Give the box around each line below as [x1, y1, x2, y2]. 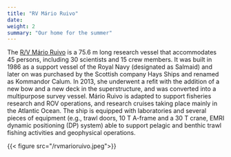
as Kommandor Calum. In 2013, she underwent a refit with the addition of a [7, 77, 220, 86]
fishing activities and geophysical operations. [7, 129, 136, 137]
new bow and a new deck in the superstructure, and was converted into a [7, 85, 217, 93]
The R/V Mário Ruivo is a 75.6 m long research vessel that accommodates [7, 48, 217, 56]
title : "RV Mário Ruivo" [7, 10, 79, 17]
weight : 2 [7, 23, 36, 30]
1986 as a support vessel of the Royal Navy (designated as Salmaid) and [7, 63, 212, 71]
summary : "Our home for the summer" [7, 29, 112, 36]
